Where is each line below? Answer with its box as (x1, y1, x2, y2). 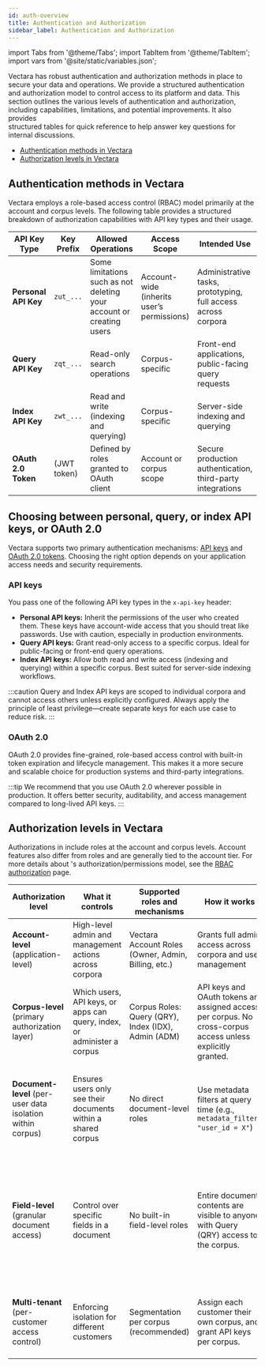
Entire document (196, 1190, 259, 1201)
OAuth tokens (196, 992, 248, 1003)
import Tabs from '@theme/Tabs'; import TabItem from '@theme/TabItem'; (8, 48, 251, 58)
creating (90, 316, 121, 327)
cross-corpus (196, 1021, 250, 1032)
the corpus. (196, 1240, 240, 1251)
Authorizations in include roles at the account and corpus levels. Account (8, 842, 246, 852)
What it (83, 891, 112, 902)
